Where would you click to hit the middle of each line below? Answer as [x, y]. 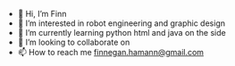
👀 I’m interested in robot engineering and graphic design [122, 23]
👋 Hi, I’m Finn [42, 14]
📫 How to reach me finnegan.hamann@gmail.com [110, 52]
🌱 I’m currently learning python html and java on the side [122, 33]
